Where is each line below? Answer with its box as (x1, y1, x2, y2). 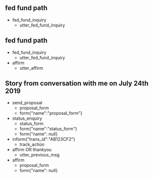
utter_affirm (19, 65, 43, 71)
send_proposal (12, 100, 43, 106)
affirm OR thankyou (12, 147, 52, 153)
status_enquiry (12, 115, 43, 122)
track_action (19, 142, 45, 148)
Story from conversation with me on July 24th (5, 79, 149, 88)
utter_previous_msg (19, 152, 60, 158)
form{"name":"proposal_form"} (19, 110, 82, 116)
